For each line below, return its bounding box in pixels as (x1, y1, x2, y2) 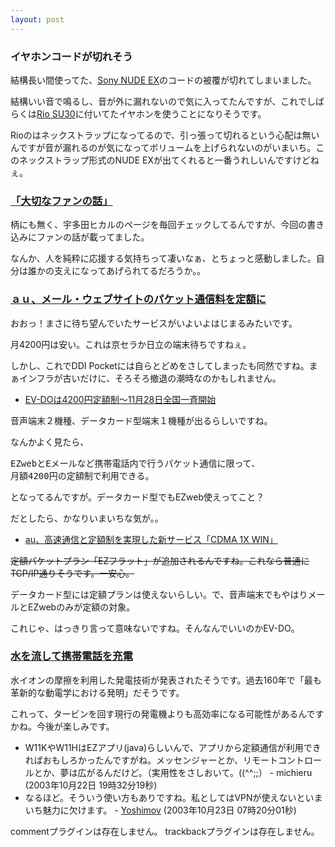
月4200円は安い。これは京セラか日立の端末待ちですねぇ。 (10, 338, 252, 350)
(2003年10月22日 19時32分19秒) (24, 779, 158, 791)
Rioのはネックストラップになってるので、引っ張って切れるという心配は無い (10, 129, 320, 141)
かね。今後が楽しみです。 (10, 720, 115, 732)
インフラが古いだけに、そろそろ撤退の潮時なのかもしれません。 (18, 372, 282, 384)
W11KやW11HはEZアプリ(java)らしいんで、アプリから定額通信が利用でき (24, 741, 322, 753)
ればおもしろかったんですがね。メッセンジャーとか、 (24, 754, 244, 766)
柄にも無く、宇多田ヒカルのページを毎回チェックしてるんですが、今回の (10, 219, 308, 231)
